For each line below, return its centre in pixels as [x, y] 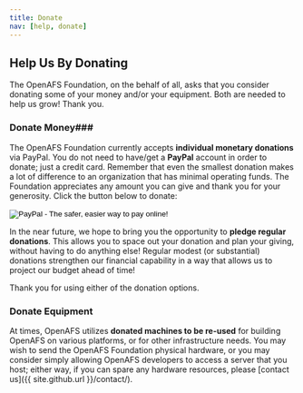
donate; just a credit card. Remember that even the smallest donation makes [152, 167]
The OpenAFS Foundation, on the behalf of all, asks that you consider [139, 85]
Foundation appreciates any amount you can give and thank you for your [145, 186]
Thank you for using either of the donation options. [104, 288]
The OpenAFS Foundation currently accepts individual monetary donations [151, 147]
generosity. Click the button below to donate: [93, 195]
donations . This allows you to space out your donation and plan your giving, [152, 241]
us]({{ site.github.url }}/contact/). [71, 378]
